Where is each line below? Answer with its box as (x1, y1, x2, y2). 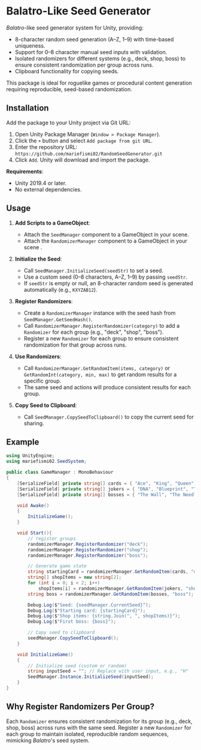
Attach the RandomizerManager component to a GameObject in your (23, 237, 187, 244)
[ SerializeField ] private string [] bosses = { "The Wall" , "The (17, 491, 181, 498)
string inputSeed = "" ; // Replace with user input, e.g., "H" (28, 668, 188, 674)
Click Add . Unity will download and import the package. (14, 156, 151, 163)
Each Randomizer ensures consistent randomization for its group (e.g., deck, (6, 718, 193, 725)
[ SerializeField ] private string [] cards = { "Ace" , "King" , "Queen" (17, 480, 194, 486)
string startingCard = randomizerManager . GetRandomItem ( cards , (28, 569, 188, 575)
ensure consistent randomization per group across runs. (14, 61, 154, 68)
